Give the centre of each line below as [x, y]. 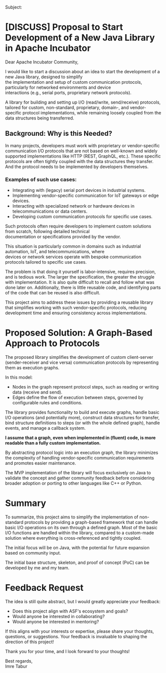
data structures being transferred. [40, 118]
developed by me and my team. [37, 567]
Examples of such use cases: [41, 179]
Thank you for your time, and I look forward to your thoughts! [67, 651]
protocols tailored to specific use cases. [46, 262]
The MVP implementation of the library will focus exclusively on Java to [78, 472]
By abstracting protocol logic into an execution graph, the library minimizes [82, 452]
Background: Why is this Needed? [59, 134]
